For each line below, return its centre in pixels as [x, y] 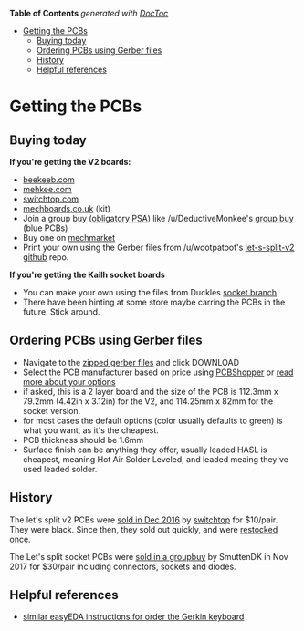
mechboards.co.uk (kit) [67, 208]
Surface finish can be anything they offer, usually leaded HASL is [145, 450]
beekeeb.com [48, 180]
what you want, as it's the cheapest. [91, 430]
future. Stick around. [61, 312]
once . [20, 539]
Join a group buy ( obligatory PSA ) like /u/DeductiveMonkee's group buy [158, 218]
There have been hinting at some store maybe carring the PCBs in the [154, 302]
